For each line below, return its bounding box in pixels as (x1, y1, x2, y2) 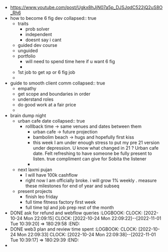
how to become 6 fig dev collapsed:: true (10, 15, 97, 21)
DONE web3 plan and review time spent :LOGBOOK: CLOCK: (10, 226, 137, 232)
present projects (17, 188, 52, 194)
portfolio (17, 53, 36, 59)
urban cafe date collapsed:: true (17, 118, 86, 124)
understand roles (17, 96, 54, 102)
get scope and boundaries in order (17, 91, 91, 97)
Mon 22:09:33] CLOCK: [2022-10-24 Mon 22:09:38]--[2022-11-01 (17, 232, 156, 237)
